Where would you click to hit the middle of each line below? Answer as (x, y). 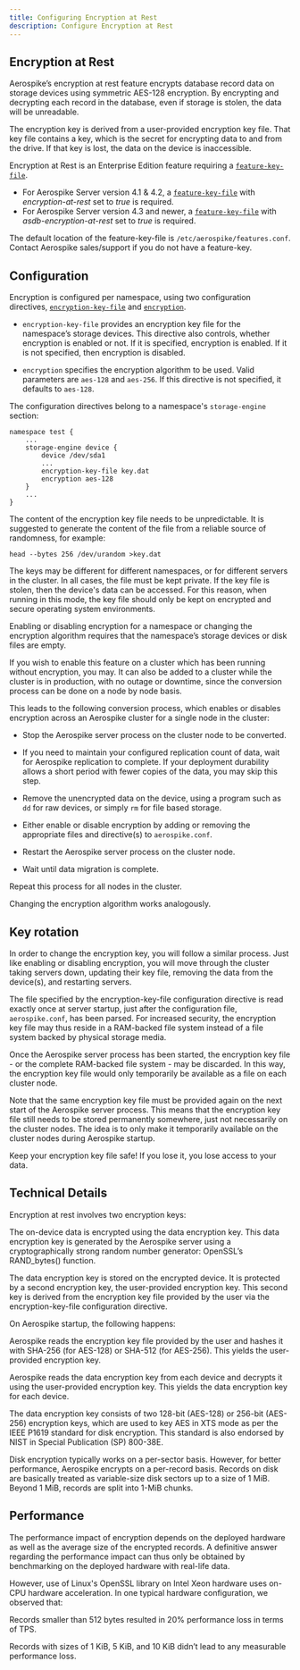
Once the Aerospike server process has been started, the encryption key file (150, 1054)
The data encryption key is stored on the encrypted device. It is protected (145, 1278)
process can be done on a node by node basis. (96, 691)
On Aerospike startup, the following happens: (92, 1323)
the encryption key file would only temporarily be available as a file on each (148, 1073)
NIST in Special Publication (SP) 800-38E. (86, 1442)
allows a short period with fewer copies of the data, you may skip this (150, 772)
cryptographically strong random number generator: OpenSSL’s (126, 1251)
